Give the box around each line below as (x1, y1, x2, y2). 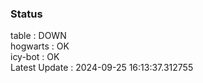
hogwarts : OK (10, 40, 70, 52)
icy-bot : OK (10, 51, 60, 63)
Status (10, 7, 43, 21)
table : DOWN (10, 30, 67, 42)
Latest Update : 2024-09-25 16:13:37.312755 (10, 62, 194, 74)
